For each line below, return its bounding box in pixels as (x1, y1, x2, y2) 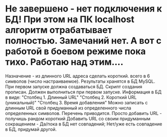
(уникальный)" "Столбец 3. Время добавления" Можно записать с (5, 99, 148, 105)
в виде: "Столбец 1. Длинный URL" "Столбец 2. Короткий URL (5, 94, 137, 100)
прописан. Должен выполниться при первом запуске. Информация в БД (5, 89, 162, 95)
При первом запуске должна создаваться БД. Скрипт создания (5, 83, 142, 89)
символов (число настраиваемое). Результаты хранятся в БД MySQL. (5, 78, 155, 84)
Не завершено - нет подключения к (5, 3, 162, 15)
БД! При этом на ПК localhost (5, 14, 134, 25)
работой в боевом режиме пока (5, 46, 146, 57)
